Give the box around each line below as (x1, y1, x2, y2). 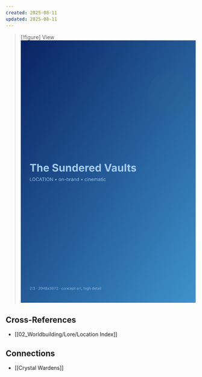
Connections (5, 348, 55, 358)
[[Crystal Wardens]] (14, 364, 64, 372)
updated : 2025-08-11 (5, 16, 58, 22)
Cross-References (5, 314, 77, 325)
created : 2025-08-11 (5, 10, 58, 16)
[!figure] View (20, 33, 55, 40)
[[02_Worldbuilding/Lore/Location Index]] (14, 331, 118, 338)
